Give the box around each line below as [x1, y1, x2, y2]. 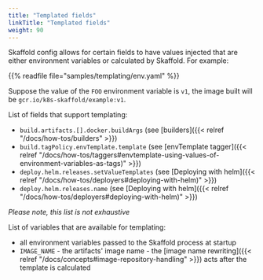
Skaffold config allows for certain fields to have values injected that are [8, 48, 238, 57]
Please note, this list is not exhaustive [8, 208, 130, 217]
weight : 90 [8, 26, 44, 34]
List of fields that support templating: [8, 110, 128, 120]
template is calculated [19, 263, 91, 272]
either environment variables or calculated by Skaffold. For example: [8, 56, 229, 65]
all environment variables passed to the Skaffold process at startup [19, 238, 237, 248]
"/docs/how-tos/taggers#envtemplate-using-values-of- [38, 150, 220, 160]
